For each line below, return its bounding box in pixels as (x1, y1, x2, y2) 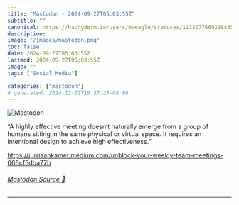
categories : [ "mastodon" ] (7, 82, 84, 89)
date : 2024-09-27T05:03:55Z (7, 50, 91, 57)
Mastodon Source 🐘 (7, 174, 66, 183)
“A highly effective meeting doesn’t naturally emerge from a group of (7, 122, 208, 131)
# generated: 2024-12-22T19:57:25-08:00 (7, 89, 129, 96)
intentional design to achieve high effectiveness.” (7, 138, 152, 146)
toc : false (7, 43, 40, 50)
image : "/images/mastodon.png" (7, 37, 100, 44)
